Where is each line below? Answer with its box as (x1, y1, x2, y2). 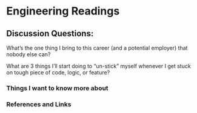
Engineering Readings (6, 4, 120, 18)
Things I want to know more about (6, 83, 109, 92)
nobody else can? (6, 51, 51, 58)
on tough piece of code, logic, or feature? (6, 69, 110, 76)
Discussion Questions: (6, 28, 94, 39)
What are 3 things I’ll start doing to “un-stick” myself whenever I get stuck (6, 62, 191, 69)
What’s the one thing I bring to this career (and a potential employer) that (6, 44, 188, 51)
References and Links (6, 100, 72, 108)
